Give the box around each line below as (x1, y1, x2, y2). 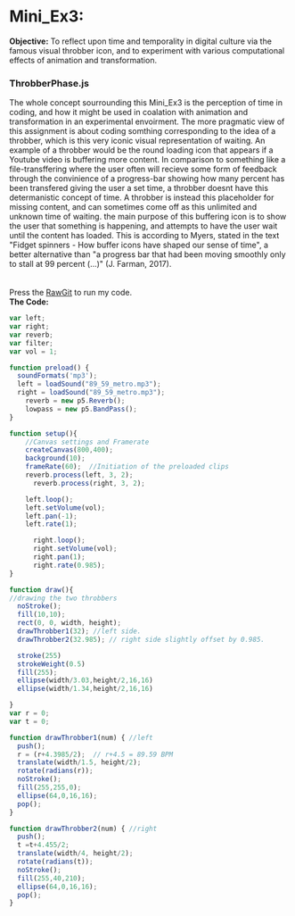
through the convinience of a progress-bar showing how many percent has (9, 173, 285, 184)
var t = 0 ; (9, 717, 50, 726)
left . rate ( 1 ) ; (25, 520, 78, 529)
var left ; (9, 314, 46, 323)
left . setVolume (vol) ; (25, 503, 105, 512)
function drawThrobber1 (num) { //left (9, 733, 153, 742)
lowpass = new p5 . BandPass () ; (25, 404, 138, 413)
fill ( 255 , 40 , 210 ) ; (17, 873, 86, 883)
